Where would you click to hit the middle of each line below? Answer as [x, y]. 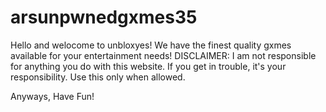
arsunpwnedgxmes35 [104, 17]
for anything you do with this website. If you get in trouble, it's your [148, 66]
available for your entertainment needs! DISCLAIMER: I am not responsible [163, 55]
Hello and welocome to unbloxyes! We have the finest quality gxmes [151, 45]
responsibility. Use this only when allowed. [98, 77]
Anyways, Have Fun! [52, 96]
